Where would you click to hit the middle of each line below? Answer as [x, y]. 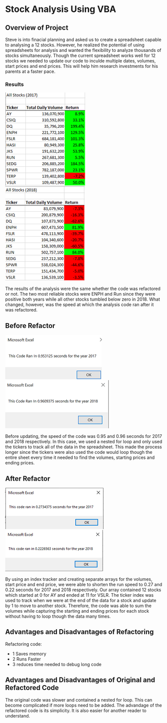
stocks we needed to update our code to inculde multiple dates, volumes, [81, 61]
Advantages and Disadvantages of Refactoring [80, 632]
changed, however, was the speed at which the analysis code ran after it [80, 305]
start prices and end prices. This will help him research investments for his [82, 66]
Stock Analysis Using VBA [61, 9]
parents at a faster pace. [30, 71]
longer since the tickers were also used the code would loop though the [79, 452]
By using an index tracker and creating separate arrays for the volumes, [79, 579]
